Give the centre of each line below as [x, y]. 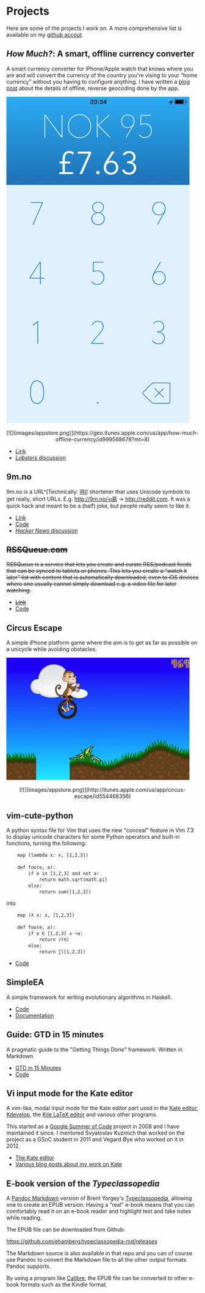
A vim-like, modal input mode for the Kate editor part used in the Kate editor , [102, 1108]
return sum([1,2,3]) [65, 892]
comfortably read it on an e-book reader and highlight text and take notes [99, 1211]
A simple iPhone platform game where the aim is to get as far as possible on [102, 643]
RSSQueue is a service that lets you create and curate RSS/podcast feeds [99, 564]
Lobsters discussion [40, 457]
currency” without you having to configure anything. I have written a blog [98, 81]
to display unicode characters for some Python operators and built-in [93, 837]
